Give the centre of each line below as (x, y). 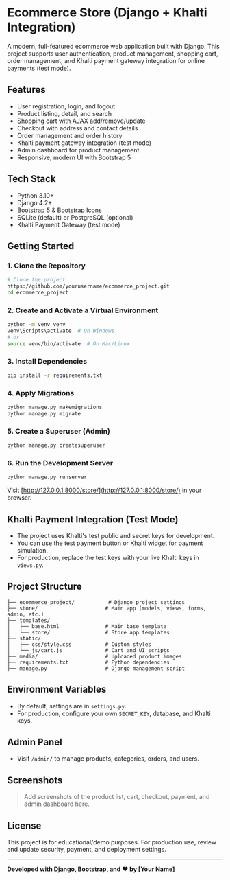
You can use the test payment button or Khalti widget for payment (110, 543)
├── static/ (24, 638)
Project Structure (44, 587)
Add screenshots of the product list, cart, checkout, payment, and (117, 797)
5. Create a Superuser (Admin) (59, 431)
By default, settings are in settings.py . (72, 706)
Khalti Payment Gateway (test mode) (69, 224)
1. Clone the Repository (46, 266)
